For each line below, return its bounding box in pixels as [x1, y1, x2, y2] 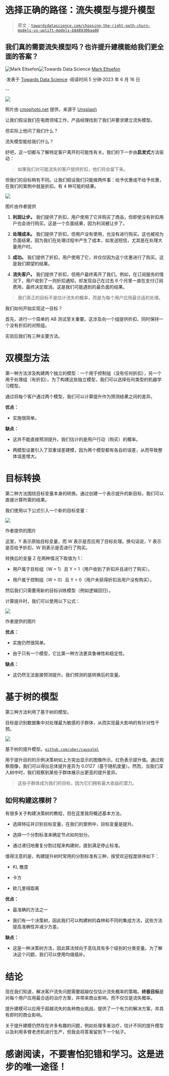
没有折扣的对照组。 [9, 322, 49, 328]
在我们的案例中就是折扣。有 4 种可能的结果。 [5, 183, 99, 189]
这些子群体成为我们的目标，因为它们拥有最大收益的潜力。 [17, 780, 137, 786]
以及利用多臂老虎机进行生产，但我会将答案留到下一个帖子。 [5, 1029, 129, 1035]
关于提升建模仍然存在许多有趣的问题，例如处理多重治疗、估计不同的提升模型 [5, 1023, 164, 1029]
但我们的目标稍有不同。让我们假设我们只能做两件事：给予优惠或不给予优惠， [5, 177, 164, 183]
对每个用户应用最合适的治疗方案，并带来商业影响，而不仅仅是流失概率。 [5, 995, 155, 1001]
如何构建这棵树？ [5, 796, 58, 804]
